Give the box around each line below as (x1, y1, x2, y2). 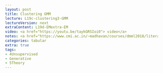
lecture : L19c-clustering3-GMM (5, 16, 68, 21)
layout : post (5, 7, 32, 12)
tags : (5, 47, 16, 52)
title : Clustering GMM (5, 12, 51, 16)
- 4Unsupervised (5, 51, 38, 57)
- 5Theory (5, 61, 25, 65)
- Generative (5, 56, 32, 61)
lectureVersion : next (5, 20, 49, 25)
